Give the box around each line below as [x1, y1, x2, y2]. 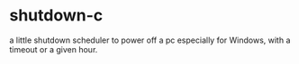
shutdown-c [9, 5, 104, 26]
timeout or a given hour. [9, 44, 98, 54]
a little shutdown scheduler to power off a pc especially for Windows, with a [9, 35, 291, 45]
